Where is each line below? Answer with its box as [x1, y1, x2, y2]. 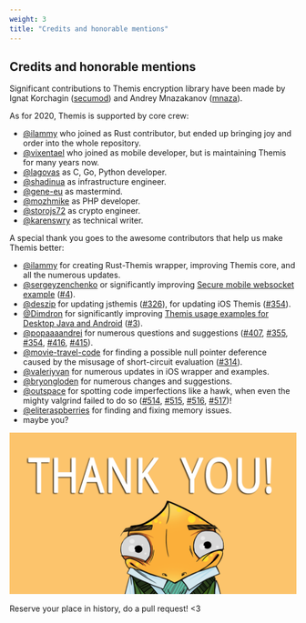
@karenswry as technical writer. [22, 215, 144, 226]
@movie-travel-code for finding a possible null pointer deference [22, 347, 267, 358]
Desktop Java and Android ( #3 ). [22, 318, 143, 329]
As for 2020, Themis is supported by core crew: [9, 110, 189, 122]
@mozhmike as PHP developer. [22, 196, 141, 206]
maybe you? [22, 415, 69, 426]
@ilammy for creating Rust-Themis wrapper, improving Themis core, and [22, 260, 296, 271]
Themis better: [9, 242, 65, 254]
